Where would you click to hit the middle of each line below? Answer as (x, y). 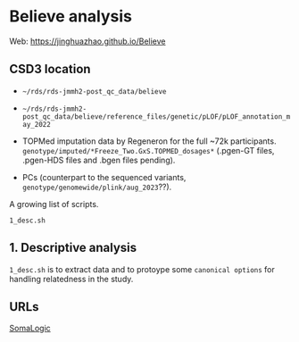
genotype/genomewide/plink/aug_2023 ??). (97, 187)
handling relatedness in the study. (71, 279)
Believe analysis (71, 17)
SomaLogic (30, 329)
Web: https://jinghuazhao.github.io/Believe (87, 41)
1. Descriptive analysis (73, 248)
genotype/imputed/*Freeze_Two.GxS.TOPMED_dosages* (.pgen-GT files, (148, 150)
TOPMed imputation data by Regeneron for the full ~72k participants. (149, 141)
